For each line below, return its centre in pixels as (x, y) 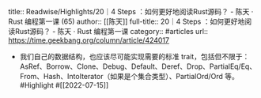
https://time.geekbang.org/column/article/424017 (89, 40)
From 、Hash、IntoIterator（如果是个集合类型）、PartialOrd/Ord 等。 (129, 76)
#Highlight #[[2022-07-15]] (64, 85)
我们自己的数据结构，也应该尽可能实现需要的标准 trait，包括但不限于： (134, 57)
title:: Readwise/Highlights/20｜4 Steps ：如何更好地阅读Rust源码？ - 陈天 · (131, 11)
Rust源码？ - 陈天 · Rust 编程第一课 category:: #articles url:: (111, 31)
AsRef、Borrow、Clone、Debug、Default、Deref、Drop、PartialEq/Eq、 (138, 66)
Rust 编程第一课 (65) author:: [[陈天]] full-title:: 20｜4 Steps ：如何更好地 (127, 21)
